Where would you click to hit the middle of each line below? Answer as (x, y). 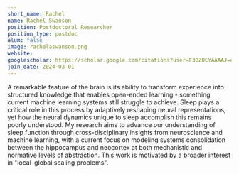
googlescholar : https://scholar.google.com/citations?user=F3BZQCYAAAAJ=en (122, 60)
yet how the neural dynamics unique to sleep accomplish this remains (110, 117)
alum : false (25, 40)
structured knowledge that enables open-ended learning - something (109, 94)
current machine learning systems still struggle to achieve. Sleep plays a (113, 102)
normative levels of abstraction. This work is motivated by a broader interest (119, 155)
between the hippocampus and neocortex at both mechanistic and (105, 147)
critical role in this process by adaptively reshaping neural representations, (117, 109)
